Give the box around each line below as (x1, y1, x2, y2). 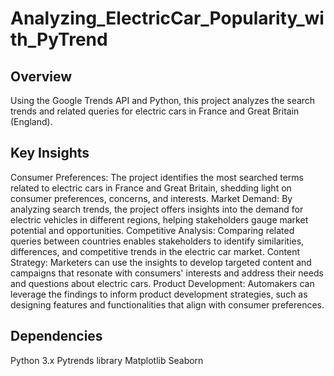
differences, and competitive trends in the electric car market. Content (10, 245, 300, 257)
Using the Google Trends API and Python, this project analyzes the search (10, 95, 316, 106)
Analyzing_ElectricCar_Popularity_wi (10, 7, 325, 30)
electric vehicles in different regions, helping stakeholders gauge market (10, 213, 309, 226)
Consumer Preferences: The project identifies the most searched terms (10, 171, 304, 183)
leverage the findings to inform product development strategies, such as (10, 288, 308, 300)
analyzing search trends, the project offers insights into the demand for (10, 203, 304, 215)
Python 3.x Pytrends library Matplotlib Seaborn (10, 354, 204, 366)
